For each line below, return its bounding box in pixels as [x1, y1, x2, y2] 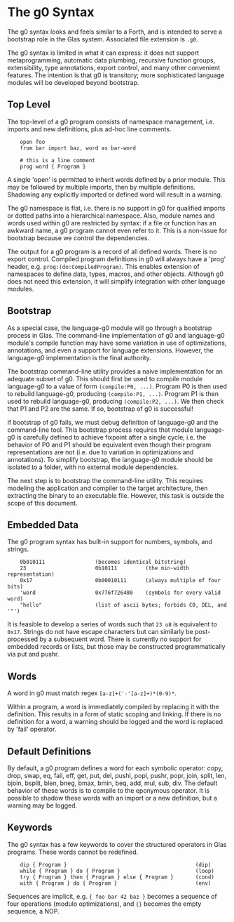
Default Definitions [7, 745, 92, 757]
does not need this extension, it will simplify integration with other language [7, 277, 226, 285]
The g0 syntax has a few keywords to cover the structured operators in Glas [7, 840, 227, 848]
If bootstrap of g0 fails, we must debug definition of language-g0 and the [7, 418, 219, 426]
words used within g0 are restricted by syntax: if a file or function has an [7, 218, 217, 227]
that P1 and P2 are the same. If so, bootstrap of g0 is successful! [7, 404, 194, 413]
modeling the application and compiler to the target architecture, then [7, 484, 208, 492]
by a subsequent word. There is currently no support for [39, 635, 202, 643]
